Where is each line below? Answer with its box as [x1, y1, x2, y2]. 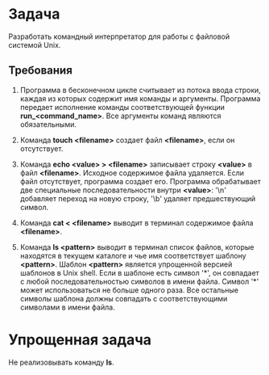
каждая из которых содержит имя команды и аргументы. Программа [19, 94, 261, 103]
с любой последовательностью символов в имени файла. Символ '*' [19, 276, 259, 286]
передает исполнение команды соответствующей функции [19, 102, 226, 112]
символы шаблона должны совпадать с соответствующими [19, 293, 228, 303]
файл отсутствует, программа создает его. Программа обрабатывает [19, 176, 262, 186]
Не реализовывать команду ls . [8, 357, 114, 367]
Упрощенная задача [8, 331, 151, 348]
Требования [8, 64, 72, 78]
